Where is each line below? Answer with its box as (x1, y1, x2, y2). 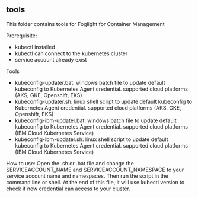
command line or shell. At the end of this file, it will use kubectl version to (6, 178, 185, 186)
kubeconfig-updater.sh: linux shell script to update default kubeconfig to (14, 98, 193, 105)
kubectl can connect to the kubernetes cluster (14, 50, 128, 57)
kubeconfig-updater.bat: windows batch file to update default (14, 79, 165, 86)
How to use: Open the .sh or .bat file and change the (6, 159, 135, 167)
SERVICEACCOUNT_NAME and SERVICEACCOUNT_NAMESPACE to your (6, 166, 184, 173)
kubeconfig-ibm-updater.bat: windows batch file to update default (14, 117, 177, 124)
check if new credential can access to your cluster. (6, 185, 130, 192)
